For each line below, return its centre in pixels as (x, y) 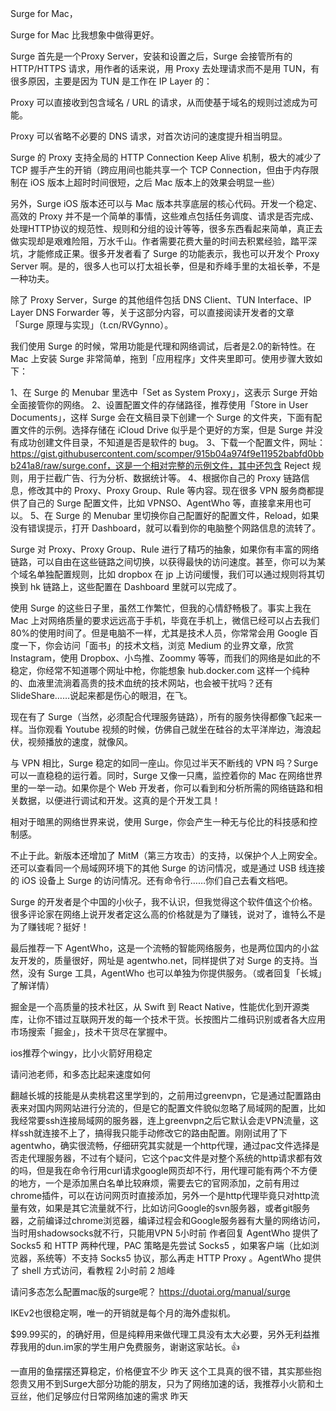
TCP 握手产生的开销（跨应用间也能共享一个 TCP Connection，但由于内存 (160, 170)
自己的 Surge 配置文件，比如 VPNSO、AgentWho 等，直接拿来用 (161, 503)
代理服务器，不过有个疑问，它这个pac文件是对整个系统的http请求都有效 (175, 1158)
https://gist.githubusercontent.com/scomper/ (103, 453)
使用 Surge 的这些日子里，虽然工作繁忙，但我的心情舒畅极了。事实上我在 (161, 608)
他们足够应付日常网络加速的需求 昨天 (112, 1396)
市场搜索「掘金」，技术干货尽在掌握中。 (91, 1031)
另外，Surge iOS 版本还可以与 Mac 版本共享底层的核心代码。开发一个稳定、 (166, 203)
